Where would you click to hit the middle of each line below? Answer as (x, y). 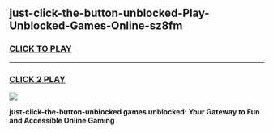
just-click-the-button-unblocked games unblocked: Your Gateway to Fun (134, 111)
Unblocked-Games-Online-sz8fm (96, 26)
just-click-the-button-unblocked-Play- (109, 13)
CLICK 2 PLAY (37, 79)
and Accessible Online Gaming (62, 120)
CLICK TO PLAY (41, 49)
